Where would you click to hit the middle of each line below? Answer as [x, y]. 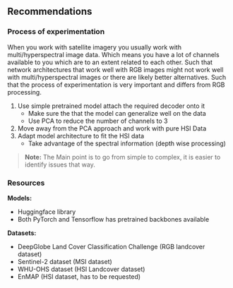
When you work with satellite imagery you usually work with [95, 47]
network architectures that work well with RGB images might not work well [115, 69]
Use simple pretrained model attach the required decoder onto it [111, 106]
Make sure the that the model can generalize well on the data [117, 113]
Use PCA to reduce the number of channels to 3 [98, 121]
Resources [26, 183]
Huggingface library [47, 212]
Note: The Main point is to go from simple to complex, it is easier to [123, 157]
